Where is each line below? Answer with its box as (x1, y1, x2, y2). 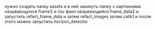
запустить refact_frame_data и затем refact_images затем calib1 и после (4, 14, 152, 19)
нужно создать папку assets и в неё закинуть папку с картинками (4, 4, 141, 9)
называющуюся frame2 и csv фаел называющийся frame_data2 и (4, 9, 139, 14)
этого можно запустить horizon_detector (4, 19, 88, 24)
